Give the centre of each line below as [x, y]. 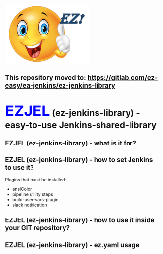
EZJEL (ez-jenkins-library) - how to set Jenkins [79, 160]
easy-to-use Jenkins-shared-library [81, 125]
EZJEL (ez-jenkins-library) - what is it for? [71, 143]
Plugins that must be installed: [36, 180]
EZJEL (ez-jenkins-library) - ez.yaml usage [72, 245]
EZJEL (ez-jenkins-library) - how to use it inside [80, 220]
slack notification [30, 205]
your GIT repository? [38, 228]
